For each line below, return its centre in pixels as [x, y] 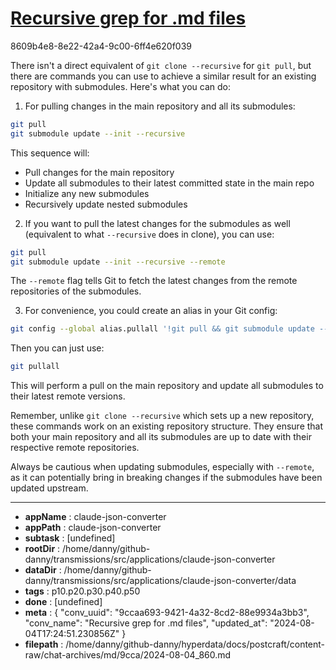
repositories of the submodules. [76, 291]
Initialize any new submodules [87, 193]
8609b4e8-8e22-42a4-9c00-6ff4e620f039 [101, 46]
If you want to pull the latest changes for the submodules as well [157, 223]
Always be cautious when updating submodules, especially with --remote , [162, 467]
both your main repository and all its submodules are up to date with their [161, 437]
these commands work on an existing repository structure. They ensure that [167, 426]
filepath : [44, 644]
